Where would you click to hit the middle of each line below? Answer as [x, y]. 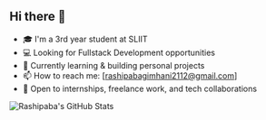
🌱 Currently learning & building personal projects [113, 65]
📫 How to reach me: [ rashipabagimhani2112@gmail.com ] [130, 75]
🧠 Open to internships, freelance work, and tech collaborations [139, 88]
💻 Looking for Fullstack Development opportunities [119, 52]
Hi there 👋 [38, 17]
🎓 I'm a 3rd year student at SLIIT [85, 39]
